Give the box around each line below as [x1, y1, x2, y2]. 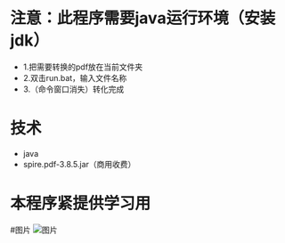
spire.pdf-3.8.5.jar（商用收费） [22, 158, 136, 169]
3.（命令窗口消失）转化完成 [22, 84, 125, 94]
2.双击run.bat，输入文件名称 [22, 72, 127, 83]
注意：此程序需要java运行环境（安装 [10, 8, 276, 28]
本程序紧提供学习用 [10, 193, 151, 214]
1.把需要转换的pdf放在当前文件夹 [22, 61, 143, 72]
